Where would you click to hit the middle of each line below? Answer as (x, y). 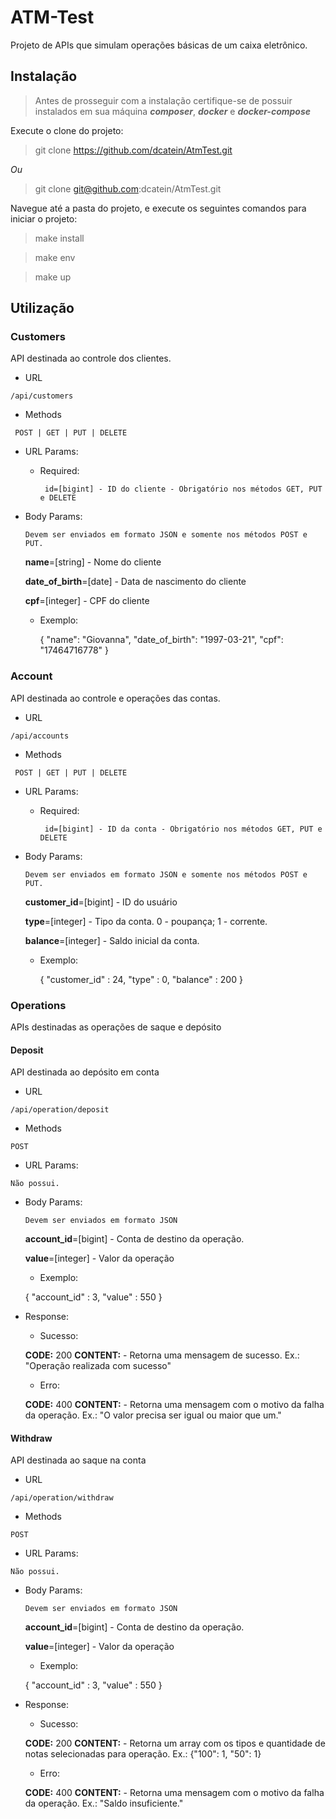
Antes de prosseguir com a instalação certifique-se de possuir (163, 100)
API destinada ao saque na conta (78, 1460)
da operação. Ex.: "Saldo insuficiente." (104, 1803)
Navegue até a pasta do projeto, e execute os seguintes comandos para (158, 208)
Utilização (42, 308)
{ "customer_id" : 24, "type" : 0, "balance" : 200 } (141, 979)
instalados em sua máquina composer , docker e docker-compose (173, 111)
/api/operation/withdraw (62, 1498)
